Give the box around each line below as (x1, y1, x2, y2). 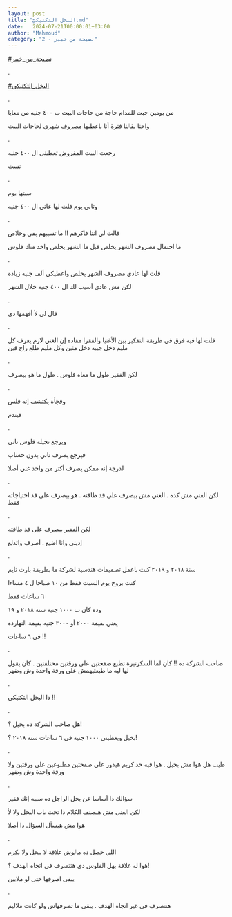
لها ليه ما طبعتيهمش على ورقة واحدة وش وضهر (8, 667, 130, 675)
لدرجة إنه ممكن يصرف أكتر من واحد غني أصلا (8, 464, 124, 472)
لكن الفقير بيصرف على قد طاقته (8, 525, 91, 533)
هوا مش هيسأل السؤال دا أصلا (8, 821, 86, 830)
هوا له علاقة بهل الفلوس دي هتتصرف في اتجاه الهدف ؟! (8, 862, 150, 870)
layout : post (8, 10, 46, 17)
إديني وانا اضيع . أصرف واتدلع (8, 539, 82, 547)
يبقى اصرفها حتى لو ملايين (8, 875, 75, 883)
